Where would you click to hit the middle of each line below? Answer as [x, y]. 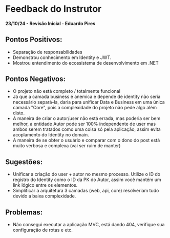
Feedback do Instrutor [54, 9]
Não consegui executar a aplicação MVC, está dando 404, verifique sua [89, 225]
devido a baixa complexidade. [44, 196]
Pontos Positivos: [34, 40]
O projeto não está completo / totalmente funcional [66, 91]
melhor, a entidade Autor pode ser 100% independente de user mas [84, 124]
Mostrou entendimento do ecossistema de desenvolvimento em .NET [86, 63]
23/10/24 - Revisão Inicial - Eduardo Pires [50, 23]
